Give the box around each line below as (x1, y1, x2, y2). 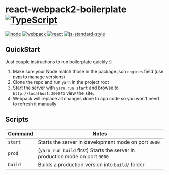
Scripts (5, 115, 29, 124)
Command (8, 130, 34, 137)
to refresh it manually (12, 101, 57, 107)
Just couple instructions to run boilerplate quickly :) (5, 59, 112, 65)
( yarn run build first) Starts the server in (38, 147, 135, 154)
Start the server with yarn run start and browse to (12, 84, 119, 91)
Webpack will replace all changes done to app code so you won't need (12, 95, 159, 101)
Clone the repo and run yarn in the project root (12, 79, 109, 85)
